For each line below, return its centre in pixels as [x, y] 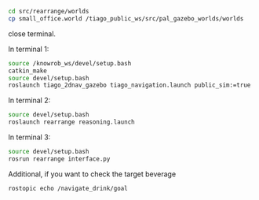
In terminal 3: [29, 137]
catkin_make [27, 71]
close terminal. [32, 33]
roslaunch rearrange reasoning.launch [71, 122]
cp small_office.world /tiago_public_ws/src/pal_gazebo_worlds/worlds [126, 19]
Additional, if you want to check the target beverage [92, 174]
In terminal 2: [29, 100]
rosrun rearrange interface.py [59, 159]
